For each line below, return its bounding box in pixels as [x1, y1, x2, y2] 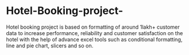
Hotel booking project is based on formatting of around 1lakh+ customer [6, 23, 180, 30]
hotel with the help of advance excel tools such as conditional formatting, [6, 36, 183, 43]
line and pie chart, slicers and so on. [6, 42, 94, 49]
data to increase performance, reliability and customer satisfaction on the [6, 29, 183, 36]
